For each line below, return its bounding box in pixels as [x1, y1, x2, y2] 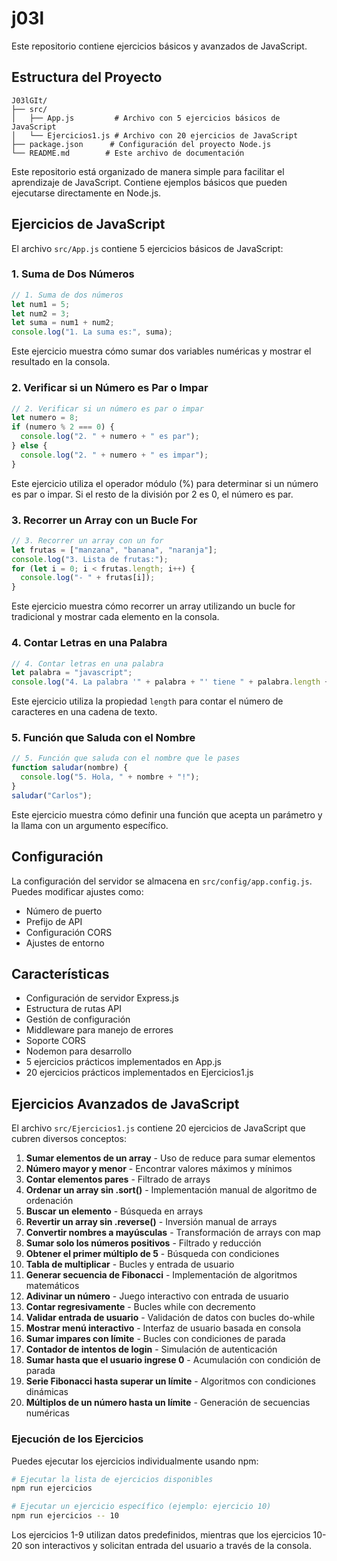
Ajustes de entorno [25, 937, 105, 949]
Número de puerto [25, 905, 103, 917]
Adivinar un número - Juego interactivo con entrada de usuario [25, 1290, 289, 1302]
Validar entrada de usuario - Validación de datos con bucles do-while [25, 1312, 316, 1324]
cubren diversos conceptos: [11, 1133, 128, 1145]
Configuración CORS [25, 926, 113, 938]
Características [11, 966, 110, 982]
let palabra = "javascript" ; [11, 668, 133, 678]
